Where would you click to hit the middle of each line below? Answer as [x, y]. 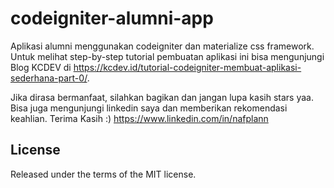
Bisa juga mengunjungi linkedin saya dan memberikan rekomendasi [149, 108]
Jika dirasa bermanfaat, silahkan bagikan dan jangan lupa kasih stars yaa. [162, 97]
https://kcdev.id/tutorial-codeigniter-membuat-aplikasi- [187, 67]
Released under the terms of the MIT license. [103, 174]
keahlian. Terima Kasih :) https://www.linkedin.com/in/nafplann [139, 118]
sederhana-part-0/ [49, 78]
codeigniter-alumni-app [112, 18]
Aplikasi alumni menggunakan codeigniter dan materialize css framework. [162, 46]
